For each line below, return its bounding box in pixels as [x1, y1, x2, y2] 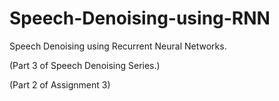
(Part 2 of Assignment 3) [9, 78, 111, 91]
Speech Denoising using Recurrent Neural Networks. [9, 40, 227, 52]
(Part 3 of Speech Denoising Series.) [9, 59, 161, 71]
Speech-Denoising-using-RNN [9, 7, 271, 30]
